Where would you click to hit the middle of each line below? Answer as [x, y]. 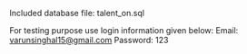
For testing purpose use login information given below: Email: [124, 30]
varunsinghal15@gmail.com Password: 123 [89, 40]
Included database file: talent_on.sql [77, 13]
